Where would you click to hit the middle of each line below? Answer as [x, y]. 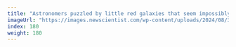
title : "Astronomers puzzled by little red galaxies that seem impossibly [119, 13]
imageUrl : [22, 20]
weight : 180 [25, 33]
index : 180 [23, 26]
